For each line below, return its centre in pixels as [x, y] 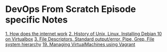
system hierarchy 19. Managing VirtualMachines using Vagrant [70, 44]
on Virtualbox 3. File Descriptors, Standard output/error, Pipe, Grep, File [80, 39]
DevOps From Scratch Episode [71, 9]
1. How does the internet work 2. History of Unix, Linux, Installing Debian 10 [83, 33]
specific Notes [36, 20]
